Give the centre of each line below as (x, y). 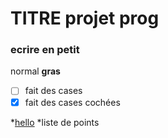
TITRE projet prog (85, 18)
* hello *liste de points (55, 122)
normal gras (35, 71)
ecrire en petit (45, 50)
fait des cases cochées (72, 102)
